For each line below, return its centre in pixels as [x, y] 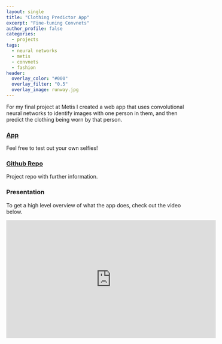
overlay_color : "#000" [40, 79]
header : [16, 73]
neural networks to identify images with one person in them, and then [92, 113]
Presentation [25, 192]
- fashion [24, 67]
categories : [21, 34]
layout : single [25, 12]
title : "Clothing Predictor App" [48, 17]
